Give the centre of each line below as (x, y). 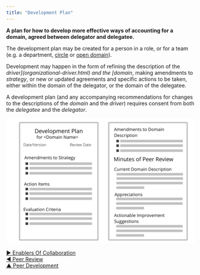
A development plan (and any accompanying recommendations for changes (99, 97)
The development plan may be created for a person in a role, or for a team (97, 48)
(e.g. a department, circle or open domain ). (59, 54)
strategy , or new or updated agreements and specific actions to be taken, (97, 79)
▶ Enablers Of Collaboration (41, 253)
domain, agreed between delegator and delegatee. (70, 36)
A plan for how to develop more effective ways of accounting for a (90, 30)
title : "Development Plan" (40, 13)
